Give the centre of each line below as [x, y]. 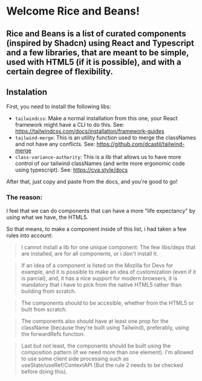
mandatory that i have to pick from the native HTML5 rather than [101, 285]
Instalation [27, 92]
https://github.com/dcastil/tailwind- [141, 144]
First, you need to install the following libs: [59, 107]
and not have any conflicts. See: [55, 144]
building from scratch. [49, 291]
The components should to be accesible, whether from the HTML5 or [107, 303]
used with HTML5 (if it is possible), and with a [94, 62]
